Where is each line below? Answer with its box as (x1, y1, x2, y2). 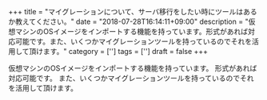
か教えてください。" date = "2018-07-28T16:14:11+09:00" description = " (8, 17, 249, 26)
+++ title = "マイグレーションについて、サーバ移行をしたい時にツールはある (8, 7, 257, 16)
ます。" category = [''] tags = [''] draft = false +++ (42, 47, 209, 56)
